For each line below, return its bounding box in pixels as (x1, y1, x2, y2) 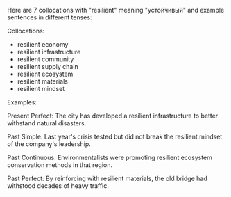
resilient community (17, 55, 74, 63)
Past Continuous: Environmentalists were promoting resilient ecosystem (7, 153, 213, 161)
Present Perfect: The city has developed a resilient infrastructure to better (7, 111, 219, 120)
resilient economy (17, 40, 69, 48)
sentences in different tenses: (7, 13, 92, 22)
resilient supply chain (17, 63, 78, 70)
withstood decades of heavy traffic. (7, 182, 110, 190)
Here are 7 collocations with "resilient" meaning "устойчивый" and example (7, 6, 225, 14)
